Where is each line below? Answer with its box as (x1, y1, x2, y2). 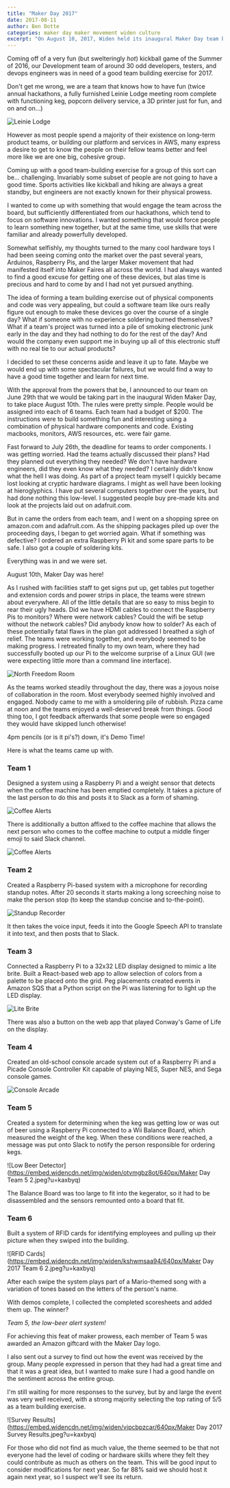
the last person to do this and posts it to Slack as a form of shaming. (7, 794, 200, 802)
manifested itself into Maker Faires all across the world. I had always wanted (7, 266, 222, 274)
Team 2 (7, 865, 33, 875)
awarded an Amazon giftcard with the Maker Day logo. (7, 1339, 161, 1347)
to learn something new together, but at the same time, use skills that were (7, 223, 218, 231)
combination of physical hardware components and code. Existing (7, 422, 194, 431)
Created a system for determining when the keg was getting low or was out (7, 1119, 220, 1127)
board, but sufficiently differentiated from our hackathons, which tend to (7, 209, 211, 217)
